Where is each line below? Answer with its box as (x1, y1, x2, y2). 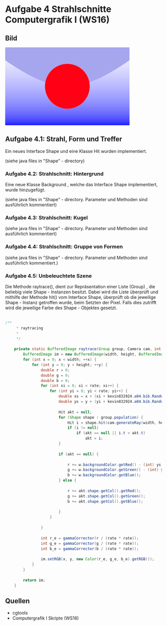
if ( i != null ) (67, 425, 99, 430)
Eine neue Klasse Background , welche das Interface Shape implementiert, (5, 182, 158, 188)
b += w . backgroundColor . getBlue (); (67, 473, 141, 478)
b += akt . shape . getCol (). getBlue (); (67, 499, 143, 504)
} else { (58, 478, 77, 483)
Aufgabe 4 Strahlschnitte (5, 3, 112, 15)
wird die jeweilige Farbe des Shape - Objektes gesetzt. (5, 305, 117, 311)
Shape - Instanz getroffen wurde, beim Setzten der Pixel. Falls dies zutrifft (5, 300, 157, 305)
